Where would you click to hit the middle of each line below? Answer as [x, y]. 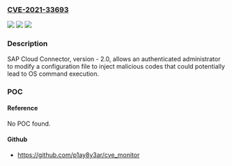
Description [28, 44]
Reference [23, 108]
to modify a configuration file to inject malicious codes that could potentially [116, 66]
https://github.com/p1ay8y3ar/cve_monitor [78, 155]
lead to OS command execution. [53, 74]
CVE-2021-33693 [38, 10]
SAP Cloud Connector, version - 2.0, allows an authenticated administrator [114, 59]
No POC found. [29, 124]
